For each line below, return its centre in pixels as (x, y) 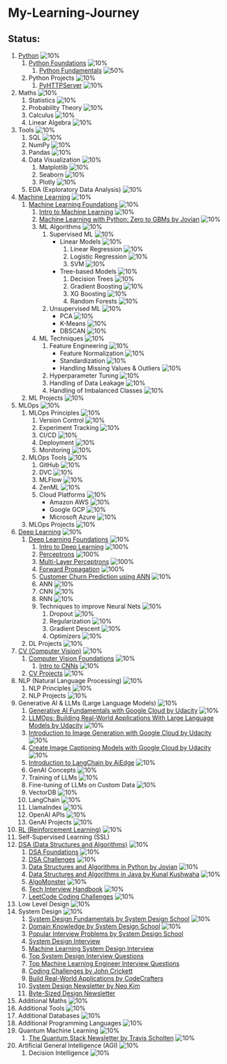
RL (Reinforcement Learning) (60, 829)
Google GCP (67, 510)
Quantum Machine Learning (58, 1030)
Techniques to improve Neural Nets (90, 606)
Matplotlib (53, 167)
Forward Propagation (69, 569)
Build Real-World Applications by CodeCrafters (96, 978)
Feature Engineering (78, 346)
